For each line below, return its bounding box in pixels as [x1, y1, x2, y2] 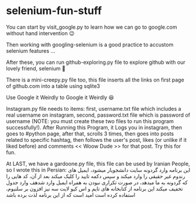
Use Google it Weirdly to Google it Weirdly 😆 [6, 94, 114, 101]
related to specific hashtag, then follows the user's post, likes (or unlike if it [6, 136, 187, 143]
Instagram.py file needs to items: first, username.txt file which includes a [6, 105, 181, 112]
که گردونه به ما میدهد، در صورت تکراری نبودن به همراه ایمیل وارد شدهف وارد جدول [6, 179, 188, 186]
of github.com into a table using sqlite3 [6, 82, 101, 89]
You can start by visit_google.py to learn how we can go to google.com [6, 23, 177, 30]
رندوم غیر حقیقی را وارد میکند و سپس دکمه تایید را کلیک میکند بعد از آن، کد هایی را [6, 172, 185, 179]
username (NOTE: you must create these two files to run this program [6, 117, 174, 124]
